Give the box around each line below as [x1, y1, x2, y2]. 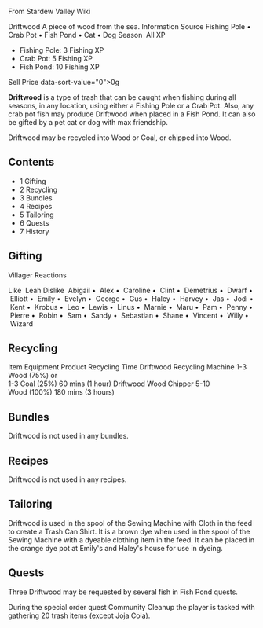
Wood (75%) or [8, 371, 58, 380]
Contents [8, 156, 55, 169]
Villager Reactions [8, 270, 67, 280]
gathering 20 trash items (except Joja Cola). [8, 611, 151, 620]
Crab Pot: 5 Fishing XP [19, 54, 93, 63]
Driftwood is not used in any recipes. [8, 475, 127, 484]
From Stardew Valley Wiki [8, 7, 91, 16]
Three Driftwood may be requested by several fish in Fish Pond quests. [8, 587, 238, 597]
